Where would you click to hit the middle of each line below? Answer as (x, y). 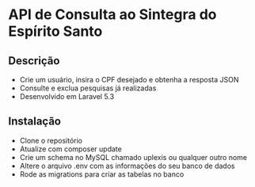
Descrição (34, 61)
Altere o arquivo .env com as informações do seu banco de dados (127, 166)
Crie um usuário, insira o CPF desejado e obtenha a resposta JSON (129, 80)
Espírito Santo (55, 31)
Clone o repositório (51, 140)
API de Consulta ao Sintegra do (112, 15)
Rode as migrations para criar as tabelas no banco (102, 174)
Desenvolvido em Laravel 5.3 (67, 96)
